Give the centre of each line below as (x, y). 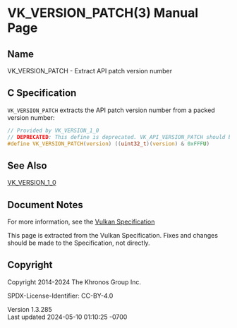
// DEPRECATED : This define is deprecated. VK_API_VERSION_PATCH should (116, 137)
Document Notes (45, 205)
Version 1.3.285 (30, 309)
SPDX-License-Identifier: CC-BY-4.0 (60, 296)
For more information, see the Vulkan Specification (81, 222)
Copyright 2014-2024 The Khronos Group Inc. (74, 282)
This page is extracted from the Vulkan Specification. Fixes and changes (113, 236)
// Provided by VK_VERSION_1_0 (53, 130)
